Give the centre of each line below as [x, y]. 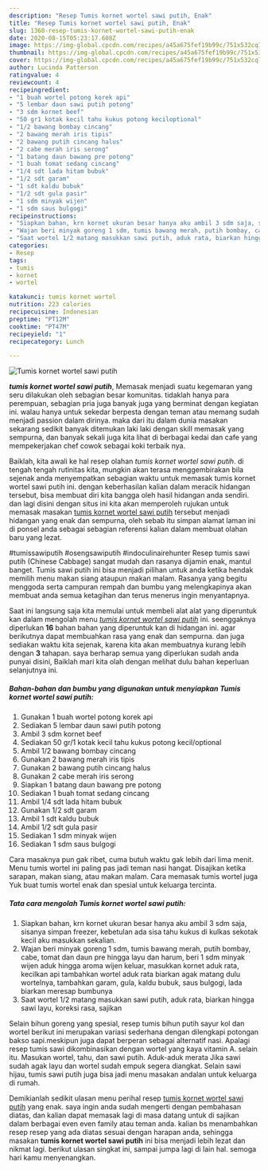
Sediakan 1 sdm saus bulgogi [68, 844]
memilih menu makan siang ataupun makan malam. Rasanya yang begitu [128, 578]
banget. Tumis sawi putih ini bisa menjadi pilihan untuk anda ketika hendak [131, 570]
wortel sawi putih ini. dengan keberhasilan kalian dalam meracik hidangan [130, 487]
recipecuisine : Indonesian [54, 312]
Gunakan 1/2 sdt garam [59, 810]
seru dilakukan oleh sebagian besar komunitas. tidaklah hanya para [119, 395]
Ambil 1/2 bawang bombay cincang [78, 751]
